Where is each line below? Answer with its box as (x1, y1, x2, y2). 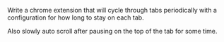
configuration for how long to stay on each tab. (7, 13, 144, 22)
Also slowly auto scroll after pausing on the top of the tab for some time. (7, 27, 218, 35)
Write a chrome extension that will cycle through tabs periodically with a (7, 6, 217, 14)
